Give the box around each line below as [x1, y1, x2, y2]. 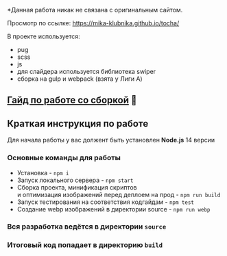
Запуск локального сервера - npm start [16, 176, 134, 184]
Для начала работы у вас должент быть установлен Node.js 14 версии [7, 136, 215, 144]
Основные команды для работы [7, 153, 121, 163]
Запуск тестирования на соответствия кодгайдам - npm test [16, 198, 194, 206]
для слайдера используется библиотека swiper [16, 68, 156, 75]
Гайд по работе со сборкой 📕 [7, 94, 137, 106]
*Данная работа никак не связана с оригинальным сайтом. [7, 6, 183, 14]
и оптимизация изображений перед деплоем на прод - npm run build [16, 190, 221, 199]
